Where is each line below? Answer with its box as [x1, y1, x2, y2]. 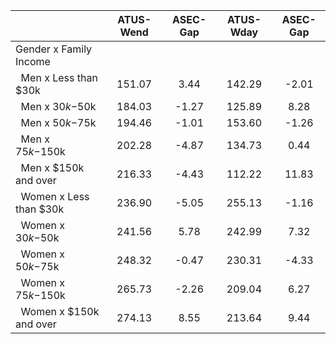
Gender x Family [15, 42, 93, 56]
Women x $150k [20, 305, 100, 318]
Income [15, 55, 51, 68]
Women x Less [20, 190, 90, 203]
